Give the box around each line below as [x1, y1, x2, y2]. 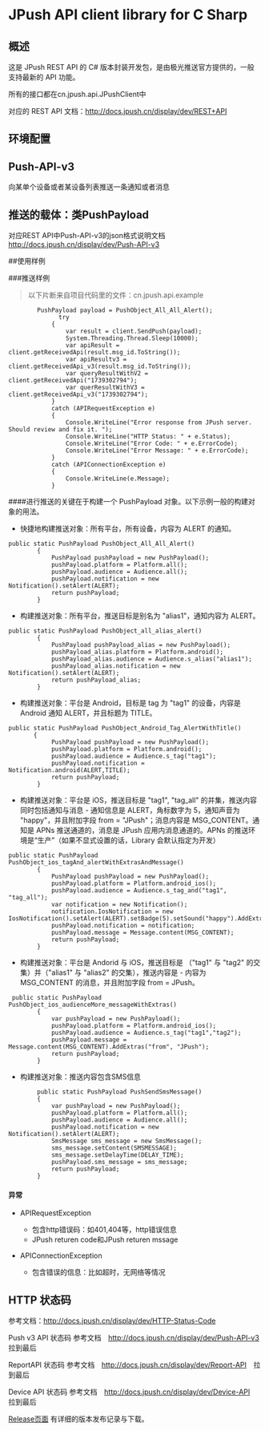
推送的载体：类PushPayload [8, 208, 150, 221]
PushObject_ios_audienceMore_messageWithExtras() [8, 1000, 178, 1009]
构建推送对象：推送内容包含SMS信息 [19, 1072, 142, 1081]
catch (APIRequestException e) [50, 405, 156, 413]
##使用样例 [8, 257, 46, 266]
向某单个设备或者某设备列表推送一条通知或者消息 [8, 182, 170, 192]
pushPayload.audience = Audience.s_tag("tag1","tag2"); [50, 1029, 242, 1037]
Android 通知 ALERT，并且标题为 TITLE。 [19, 708, 157, 718]
